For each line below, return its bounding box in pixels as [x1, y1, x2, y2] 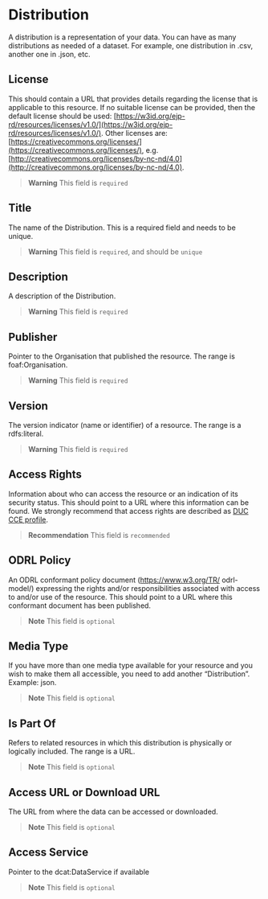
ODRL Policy [8, 553, 71, 568]
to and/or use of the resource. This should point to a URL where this [8, 592, 233, 601]
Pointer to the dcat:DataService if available [8, 867, 150, 876]
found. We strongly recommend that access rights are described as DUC [8, 506, 249, 515]
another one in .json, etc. [8, 49, 91, 59]
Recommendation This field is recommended [27, 530, 170, 540]
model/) [8, 583, 35, 593]
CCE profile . [8, 515, 48, 524]
